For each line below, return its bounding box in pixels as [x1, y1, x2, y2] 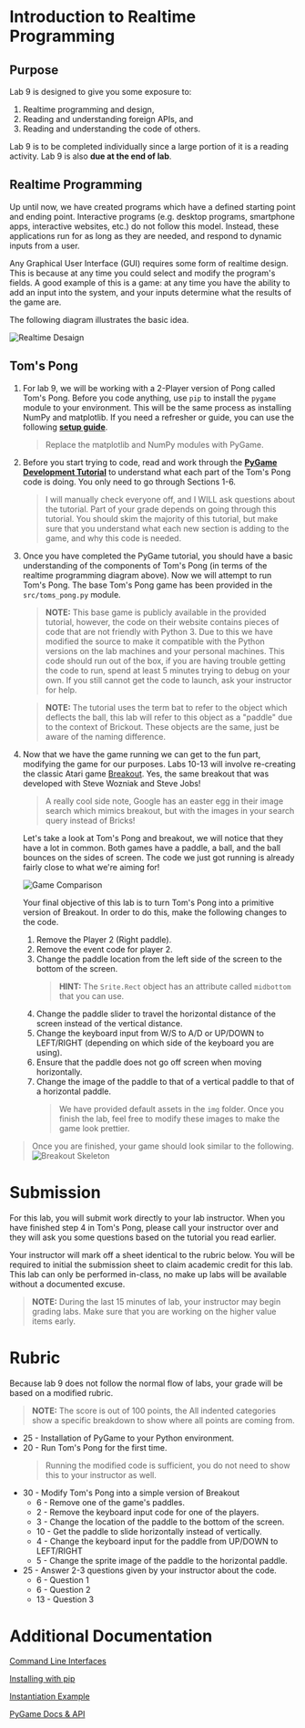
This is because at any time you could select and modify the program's [9, 267, 276, 278]
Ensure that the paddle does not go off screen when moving [36, 1057, 262, 1067]
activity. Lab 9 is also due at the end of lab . [9, 151, 172, 161]
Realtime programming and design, [22, 104, 155, 115]
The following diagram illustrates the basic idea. [9, 314, 189, 325]
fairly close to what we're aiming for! [22, 861, 160, 872]
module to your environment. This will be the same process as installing [22, 401, 291, 412]
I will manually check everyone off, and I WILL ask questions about [45, 494, 296, 505]
